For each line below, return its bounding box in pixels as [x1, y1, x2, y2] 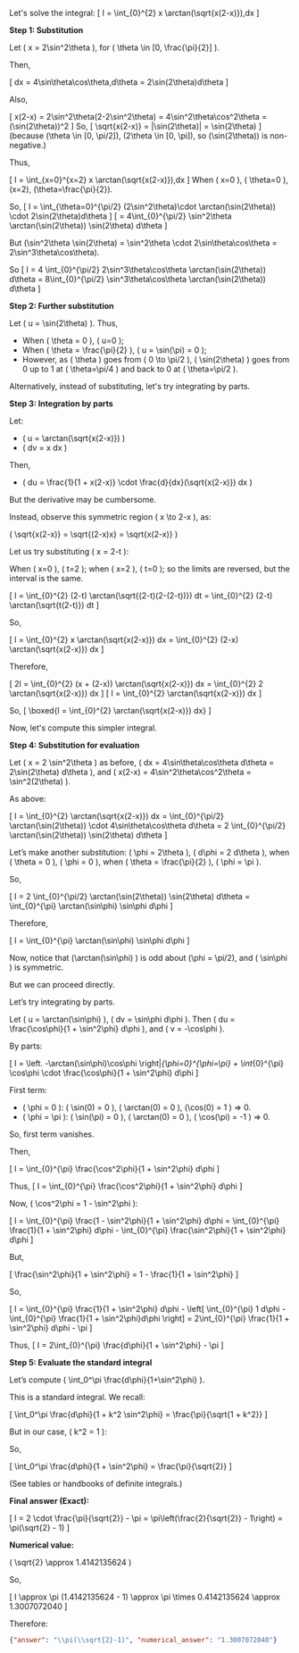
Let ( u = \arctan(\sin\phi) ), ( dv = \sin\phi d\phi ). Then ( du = [9, 1014, 236, 1024]
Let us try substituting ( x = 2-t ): [9, 547, 129, 556]
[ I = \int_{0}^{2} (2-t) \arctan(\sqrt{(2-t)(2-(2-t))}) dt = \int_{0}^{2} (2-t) [9, 590, 273, 601]
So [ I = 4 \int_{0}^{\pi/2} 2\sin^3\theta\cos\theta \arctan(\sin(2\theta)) [9, 264, 266, 275]
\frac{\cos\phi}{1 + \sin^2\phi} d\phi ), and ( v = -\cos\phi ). [9, 1023, 225, 1034]
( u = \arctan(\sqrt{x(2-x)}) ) [21, 433, 126, 443]
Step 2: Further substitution [9, 301, 114, 311]
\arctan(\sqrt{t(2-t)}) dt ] [9, 600, 100, 610]
